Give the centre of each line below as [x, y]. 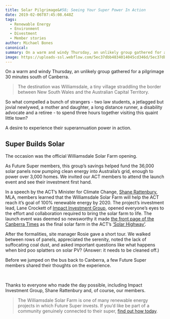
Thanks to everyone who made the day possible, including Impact [74, 285]
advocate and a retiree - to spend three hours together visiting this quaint [82, 113]
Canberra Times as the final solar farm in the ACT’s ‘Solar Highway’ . [76, 224]
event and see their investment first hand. [49, 182]
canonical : [17, 48]
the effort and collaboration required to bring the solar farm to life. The [79, 214]
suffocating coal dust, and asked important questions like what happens [80, 245]
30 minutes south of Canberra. [37, 77]
